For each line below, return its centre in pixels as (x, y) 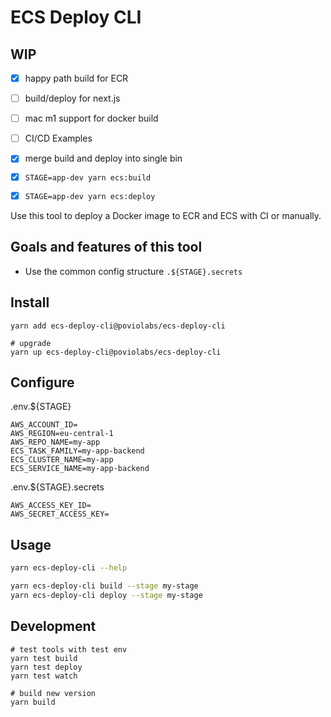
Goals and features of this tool (106, 247)
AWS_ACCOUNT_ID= (44, 425)
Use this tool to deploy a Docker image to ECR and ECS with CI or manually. (166, 215)
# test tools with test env (69, 649)
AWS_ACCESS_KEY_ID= (51, 506)
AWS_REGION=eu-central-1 (62, 434)
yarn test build (44, 658)
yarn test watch (44, 676)
